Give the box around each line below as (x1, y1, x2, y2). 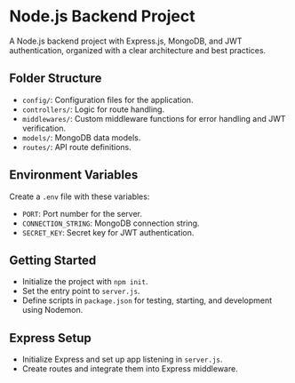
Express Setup (9, 331, 92, 346)
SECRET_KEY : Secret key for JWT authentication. (21, 227, 195, 237)
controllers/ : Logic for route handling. (21, 104, 165, 115)
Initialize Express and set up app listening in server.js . (21, 354, 223, 365)
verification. (21, 123, 67, 133)
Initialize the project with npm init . (21, 276, 148, 287)
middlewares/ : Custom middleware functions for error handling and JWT (21, 113, 286, 124)
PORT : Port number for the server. (21, 208, 142, 219)
